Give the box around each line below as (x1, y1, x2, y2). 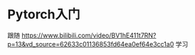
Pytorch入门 (7, 6, 80, 23)
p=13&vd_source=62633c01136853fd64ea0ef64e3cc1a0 (7, 39, 174, 48)
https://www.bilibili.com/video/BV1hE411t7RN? (21, 31, 157, 39)
